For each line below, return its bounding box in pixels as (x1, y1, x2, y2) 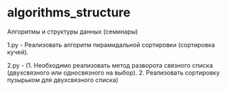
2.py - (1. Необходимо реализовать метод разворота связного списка (7, 61, 213, 69)
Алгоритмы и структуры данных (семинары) (7, 27, 138, 36)
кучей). (7, 48, 29, 56)
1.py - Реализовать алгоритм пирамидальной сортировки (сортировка (7, 40, 215, 49)
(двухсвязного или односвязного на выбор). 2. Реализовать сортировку (7, 68, 220, 77)
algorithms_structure (7, 5, 131, 21)
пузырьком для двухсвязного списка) (7, 75, 119, 83)
